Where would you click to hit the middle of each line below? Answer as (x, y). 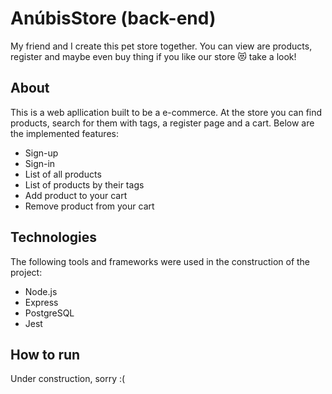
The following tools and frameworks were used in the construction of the (160, 261)
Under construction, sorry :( (68, 379)
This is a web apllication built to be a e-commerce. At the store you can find (166, 112)
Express (41, 302)
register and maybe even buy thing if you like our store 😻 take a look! (153, 56)
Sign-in (40, 163)
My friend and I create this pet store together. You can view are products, (161, 46)
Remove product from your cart (89, 206)
